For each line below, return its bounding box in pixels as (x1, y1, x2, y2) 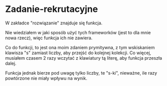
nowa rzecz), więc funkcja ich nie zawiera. (5, 35, 93, 41)
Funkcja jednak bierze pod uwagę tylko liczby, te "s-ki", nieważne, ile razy (5, 70, 158, 76)
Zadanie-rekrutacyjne (5, 3, 98, 15)
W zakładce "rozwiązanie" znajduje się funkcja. (5, 20, 103, 26)
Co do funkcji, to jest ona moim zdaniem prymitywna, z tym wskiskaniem (5, 44, 155, 50)
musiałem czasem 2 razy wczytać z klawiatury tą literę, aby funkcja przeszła (5, 55, 163, 61)
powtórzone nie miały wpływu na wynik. (5, 75, 87, 81)
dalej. (5, 60, 16, 66)
